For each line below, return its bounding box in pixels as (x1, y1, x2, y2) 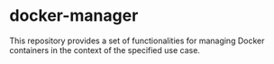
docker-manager (9, 5, 139, 26)
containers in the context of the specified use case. (9, 44, 201, 55)
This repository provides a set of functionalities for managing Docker (9, 35, 265, 46)
